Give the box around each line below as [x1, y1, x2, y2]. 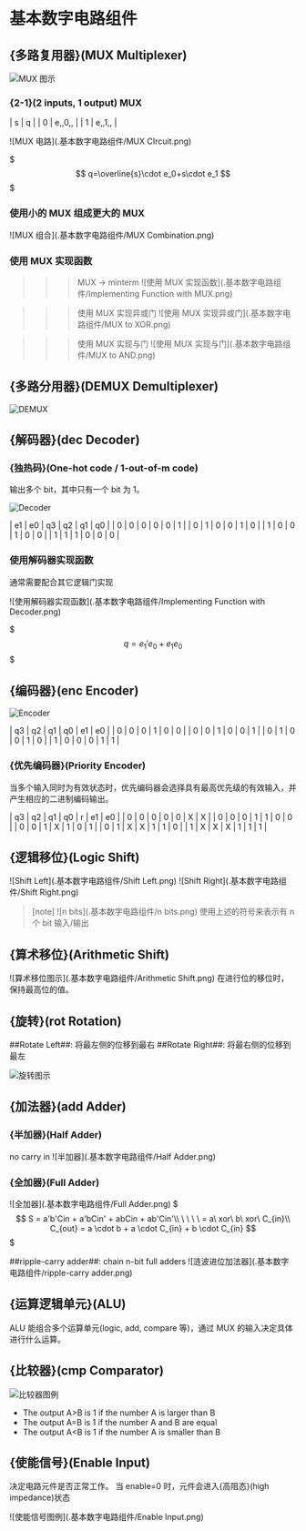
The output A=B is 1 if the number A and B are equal [22, 1416, 218, 1427]
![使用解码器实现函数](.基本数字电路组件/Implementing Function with [9, 595, 266, 606]
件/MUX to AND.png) [76, 350, 157, 360]
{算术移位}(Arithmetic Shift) [9, 947, 170, 962]
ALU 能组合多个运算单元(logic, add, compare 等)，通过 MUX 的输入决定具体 [9, 1322, 293, 1333]
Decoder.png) [9, 606, 62, 617]
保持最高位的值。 [9, 984, 74, 995]
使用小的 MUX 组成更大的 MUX [9, 207, 146, 219]
